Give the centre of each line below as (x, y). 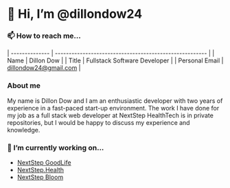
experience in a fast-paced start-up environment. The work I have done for (113, 108)
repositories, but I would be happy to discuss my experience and (99, 122)
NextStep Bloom (40, 177)
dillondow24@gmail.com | (44, 68)
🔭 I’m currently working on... (56, 148)
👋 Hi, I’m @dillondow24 (75, 14)
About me (24, 86)
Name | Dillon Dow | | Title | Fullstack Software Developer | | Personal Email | (115, 60)
